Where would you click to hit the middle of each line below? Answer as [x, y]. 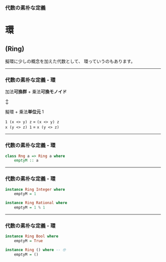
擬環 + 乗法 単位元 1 [24, 112]
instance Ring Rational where [36, 203]
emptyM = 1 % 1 [30, 208]
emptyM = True [28, 241]
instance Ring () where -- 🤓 [35, 250]
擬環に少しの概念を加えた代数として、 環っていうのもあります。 [70, 61]
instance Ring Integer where [35, 189]
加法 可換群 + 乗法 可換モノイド [36, 92]
